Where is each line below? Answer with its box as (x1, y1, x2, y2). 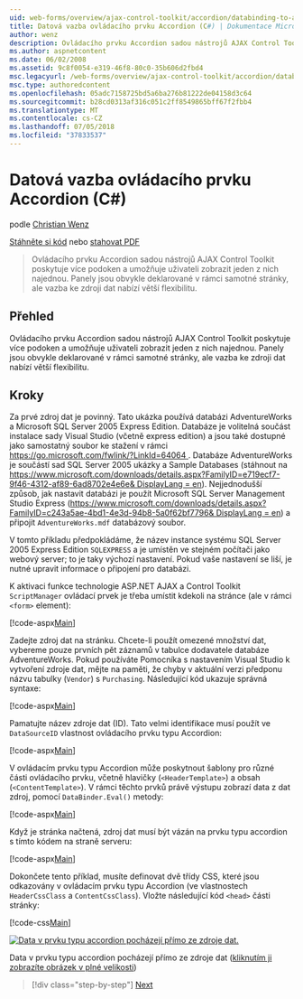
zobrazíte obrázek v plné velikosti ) (9, 962, 137, 973)
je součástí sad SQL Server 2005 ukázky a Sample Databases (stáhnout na (9, 460, 289, 471)
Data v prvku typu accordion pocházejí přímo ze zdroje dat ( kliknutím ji (9, 952, 272, 963)
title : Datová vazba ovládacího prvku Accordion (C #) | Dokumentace (9, 22, 272, 31)
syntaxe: (9, 683, 41, 694)
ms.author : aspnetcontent (9, 47, 106, 56)
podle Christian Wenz (9, 219, 90, 229)
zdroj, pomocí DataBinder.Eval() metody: (9, 791, 164, 802)
